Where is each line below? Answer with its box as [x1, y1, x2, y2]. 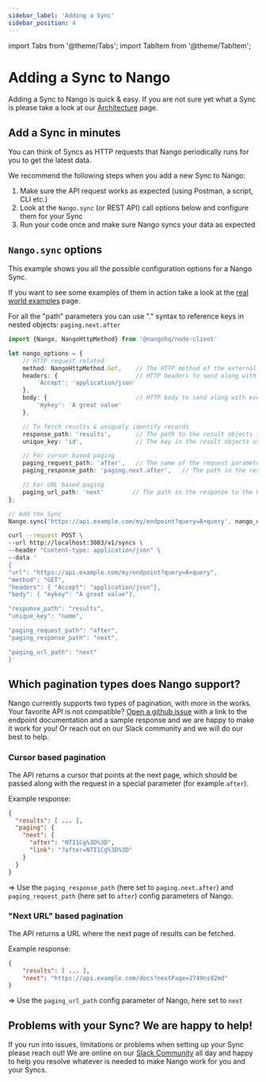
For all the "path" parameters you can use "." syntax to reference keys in [8, 312, 244, 321]
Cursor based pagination [8, 752, 106, 763]
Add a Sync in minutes [8, 126, 121, 140]
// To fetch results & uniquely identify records [22, 422, 190, 430]
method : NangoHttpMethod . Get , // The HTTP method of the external [22, 364, 257, 373]
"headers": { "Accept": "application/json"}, [8, 583, 161, 591]
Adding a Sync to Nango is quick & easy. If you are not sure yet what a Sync [8, 94, 256, 104]
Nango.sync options [8, 243, 103, 256]
